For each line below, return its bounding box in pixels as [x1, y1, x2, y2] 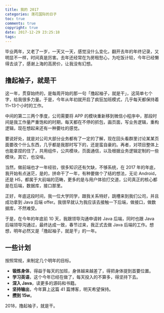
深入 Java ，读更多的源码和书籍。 [12, 280, 79, 286]
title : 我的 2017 [5, 7, 39, 12]
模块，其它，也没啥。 [5, 154, 48, 159]
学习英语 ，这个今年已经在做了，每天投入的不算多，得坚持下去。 [12, 274, 141, 280]
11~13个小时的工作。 [5, 102, 46, 108]
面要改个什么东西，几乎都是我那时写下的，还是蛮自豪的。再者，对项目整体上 [5, 141, 159, 147]
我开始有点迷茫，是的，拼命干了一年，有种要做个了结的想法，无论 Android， [5, 170, 159, 176]
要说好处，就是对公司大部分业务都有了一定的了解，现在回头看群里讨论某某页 [5, 135, 159, 141]
